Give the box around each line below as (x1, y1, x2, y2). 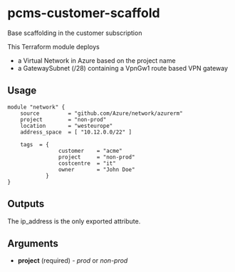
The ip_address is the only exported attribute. (7, 216, 141, 226)
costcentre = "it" (58, 159, 116, 167)
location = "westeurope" (20, 122, 113, 129)
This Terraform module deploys (7, 42, 100, 51)
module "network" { (7, 104, 66, 111)
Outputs (7, 198, 45, 210)
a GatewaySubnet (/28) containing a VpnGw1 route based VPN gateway (17, 64, 229, 72)
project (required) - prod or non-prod (17, 256, 128, 265)
